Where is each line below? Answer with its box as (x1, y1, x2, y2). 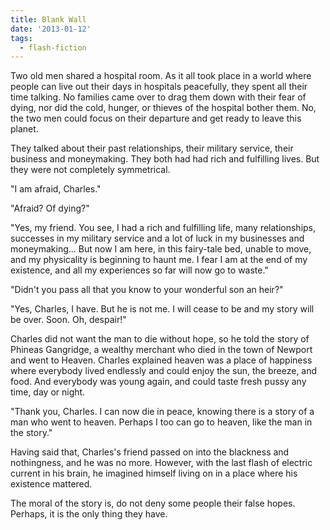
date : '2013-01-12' (10, 24, 92, 34)
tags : (10, 33, 33, 43)
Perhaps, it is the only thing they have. (10, 508, 168, 520)
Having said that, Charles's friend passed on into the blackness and (10, 446, 290, 458)
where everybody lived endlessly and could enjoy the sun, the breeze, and (10, 365, 318, 377)
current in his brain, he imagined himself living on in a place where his (10, 467, 298, 480)
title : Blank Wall (10, 14, 87, 25)
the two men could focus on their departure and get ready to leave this (10, 112, 302, 125)
